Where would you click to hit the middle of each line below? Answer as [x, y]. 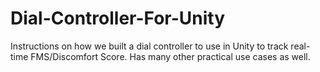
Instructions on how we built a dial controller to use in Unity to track [149, 46]
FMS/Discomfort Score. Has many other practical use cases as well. [170, 56]
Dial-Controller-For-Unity [118, 18]
